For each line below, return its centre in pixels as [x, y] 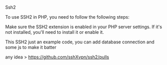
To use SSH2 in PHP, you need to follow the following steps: [67, 17]
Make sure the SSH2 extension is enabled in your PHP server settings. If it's [84, 27]
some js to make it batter [31, 47]
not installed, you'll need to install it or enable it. [55, 32]
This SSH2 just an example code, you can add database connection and [80, 42]
